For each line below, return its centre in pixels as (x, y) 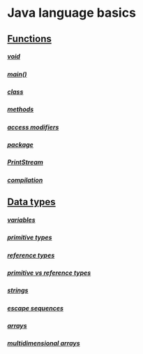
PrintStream (25, 162)
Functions (30, 39)
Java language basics (71, 13)
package (20, 145)
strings (18, 290)
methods (21, 109)
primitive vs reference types (49, 272)
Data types (31, 202)
